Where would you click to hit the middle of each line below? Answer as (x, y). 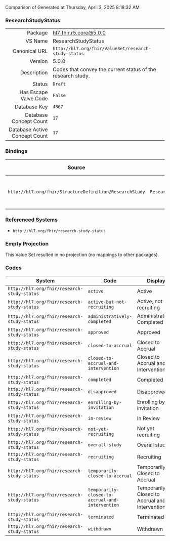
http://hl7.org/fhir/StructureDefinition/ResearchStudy (76, 192)
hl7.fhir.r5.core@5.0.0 (79, 33)
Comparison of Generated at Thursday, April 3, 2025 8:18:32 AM (73, 7)
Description (34, 73)
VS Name (37, 41)
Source (76, 168)
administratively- (110, 317)
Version (39, 61)
